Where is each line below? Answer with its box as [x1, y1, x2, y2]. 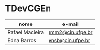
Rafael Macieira [7, 29, 44, 36]
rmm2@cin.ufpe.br [49, 29, 93, 36]
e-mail [62, 21, 79, 27]
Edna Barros [7, 37, 36, 44]
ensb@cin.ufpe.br [49, 37, 90, 44]
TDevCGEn [5, 3, 51, 14]
